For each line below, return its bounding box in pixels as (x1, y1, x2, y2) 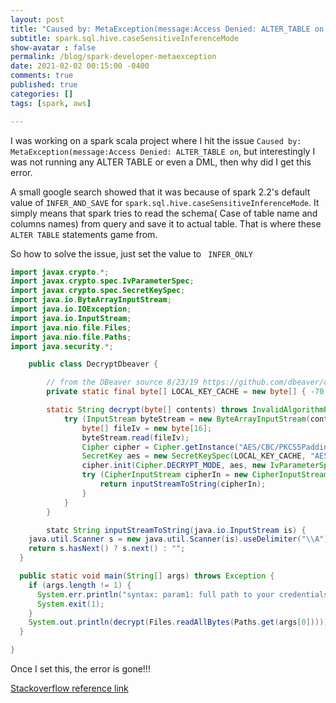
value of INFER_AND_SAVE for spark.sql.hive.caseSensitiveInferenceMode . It (10, 196, 320, 208)
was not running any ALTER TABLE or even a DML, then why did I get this (10, 156, 312, 168)
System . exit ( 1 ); (36, 599, 105, 609)
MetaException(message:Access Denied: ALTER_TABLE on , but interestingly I (10, 145, 316, 157)
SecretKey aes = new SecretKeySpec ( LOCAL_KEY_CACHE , (81, 451, 307, 461)
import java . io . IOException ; (10, 304, 132, 314)
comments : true (10, 71, 74, 81)
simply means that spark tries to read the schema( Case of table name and (10, 207, 318, 219)
